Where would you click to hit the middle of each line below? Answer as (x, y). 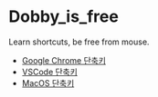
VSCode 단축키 (50, 72)
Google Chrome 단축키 (64, 60)
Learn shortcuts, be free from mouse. (79, 42)
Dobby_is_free (64, 17)
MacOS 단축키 (48, 82)
